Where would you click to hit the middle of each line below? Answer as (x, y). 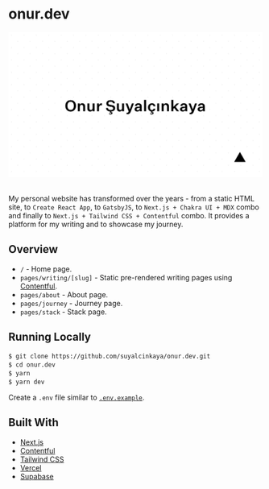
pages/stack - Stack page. (63, 312)
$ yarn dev (27, 382)
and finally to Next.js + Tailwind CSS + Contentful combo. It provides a (129, 215)
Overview (33, 249)
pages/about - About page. (64, 294)
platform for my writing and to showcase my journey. (96, 224)
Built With (33, 423)
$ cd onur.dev (32, 365)
